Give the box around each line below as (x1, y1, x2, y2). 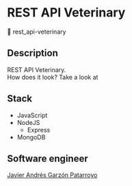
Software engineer (7, 152, 88, 164)
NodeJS (16, 118, 40, 126)
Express (27, 126, 51, 134)
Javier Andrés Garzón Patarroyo (7, 171, 98, 179)
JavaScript (16, 111, 48, 119)
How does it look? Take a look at (7, 73, 98, 81)
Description (7, 47, 58, 59)
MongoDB (16, 132, 46, 141)
